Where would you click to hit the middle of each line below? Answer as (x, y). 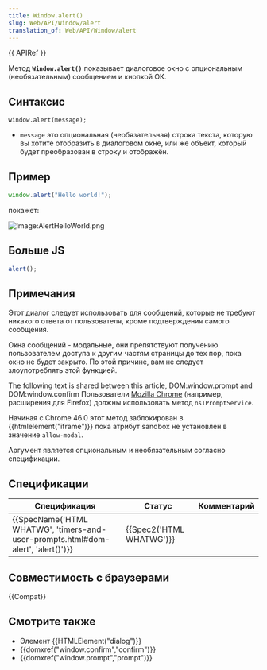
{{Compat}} (27, 596)
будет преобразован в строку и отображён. (94, 152)
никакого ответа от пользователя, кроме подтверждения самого (119, 321)
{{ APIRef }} (27, 53)
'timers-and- (81, 529)
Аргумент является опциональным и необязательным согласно (117, 451)
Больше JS (37, 251)
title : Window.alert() (46, 15)
